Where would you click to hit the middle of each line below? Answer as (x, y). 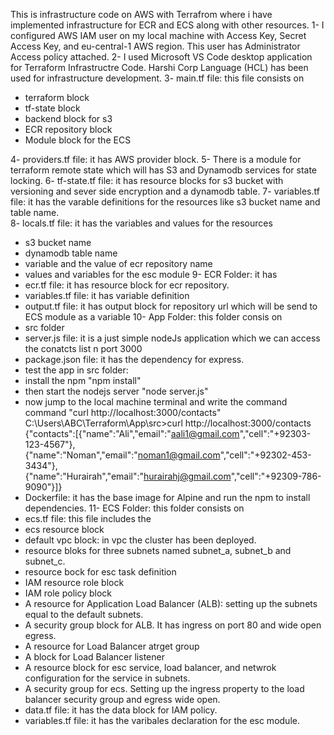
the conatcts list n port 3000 (83, 348)
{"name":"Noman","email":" (81, 455)
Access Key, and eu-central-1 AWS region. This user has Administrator (155, 46)
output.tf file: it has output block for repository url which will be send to (171, 306)
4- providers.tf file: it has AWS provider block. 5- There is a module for (156, 159)
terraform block (57, 97)
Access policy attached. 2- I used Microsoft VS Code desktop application (161, 57)
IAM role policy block (68, 593)
